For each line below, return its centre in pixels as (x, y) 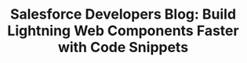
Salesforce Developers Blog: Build (123, 14)
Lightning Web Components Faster (123, 31)
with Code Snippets (123, 47)
